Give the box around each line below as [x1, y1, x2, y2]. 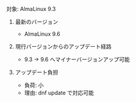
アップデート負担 [15, 69, 59, 76]
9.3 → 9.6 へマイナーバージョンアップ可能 [24, 56, 130, 63]
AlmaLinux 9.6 [24, 30, 60, 38]
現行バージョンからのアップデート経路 [15, 43, 112, 50]
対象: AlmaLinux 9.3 [6, 5, 56, 12]
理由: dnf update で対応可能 [24, 89, 95, 96]
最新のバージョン [15, 18, 59, 25]
